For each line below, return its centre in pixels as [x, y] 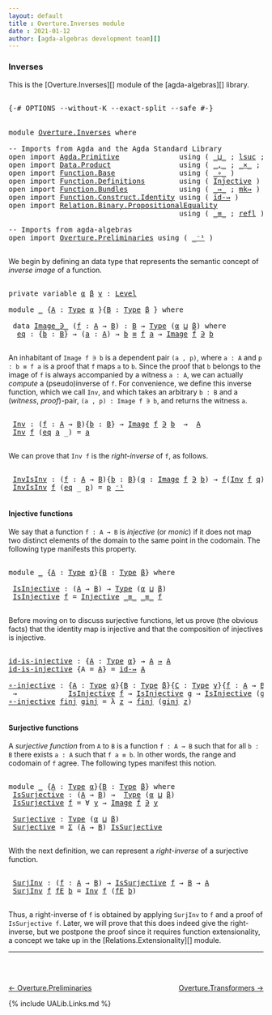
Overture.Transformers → [221, 987]
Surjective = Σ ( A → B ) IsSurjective [87, 827]
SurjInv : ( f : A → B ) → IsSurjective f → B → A [111, 883]
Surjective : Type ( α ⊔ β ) [66, 819]
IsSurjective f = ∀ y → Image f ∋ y [85, 802]
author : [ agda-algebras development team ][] [85, 38]
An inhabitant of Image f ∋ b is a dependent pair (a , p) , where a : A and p [135, 357]
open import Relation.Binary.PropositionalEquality [113, 205]
